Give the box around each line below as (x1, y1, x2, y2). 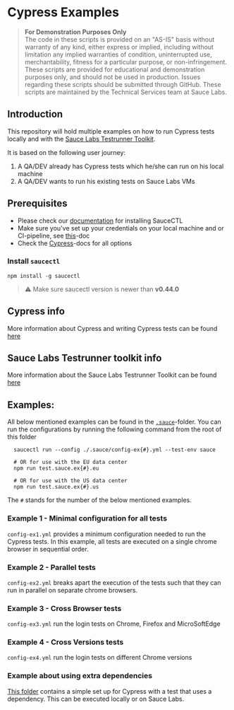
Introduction (7, 108, 63, 120)
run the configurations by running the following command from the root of (7, 425, 222, 433)
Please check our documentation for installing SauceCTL (17, 216, 183, 225)
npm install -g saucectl (7, 272, 80, 279)
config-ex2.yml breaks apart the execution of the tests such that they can (7, 578, 221, 587)
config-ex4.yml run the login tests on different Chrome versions (7, 653, 192, 662)
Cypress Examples (7, 4, 120, 21)
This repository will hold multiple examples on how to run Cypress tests (7, 127, 215, 135)
